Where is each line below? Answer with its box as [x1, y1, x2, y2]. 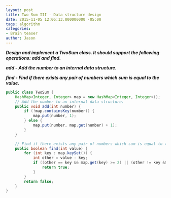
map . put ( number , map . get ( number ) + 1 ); [32, 123, 117, 128]
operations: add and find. [6, 55, 61, 61]
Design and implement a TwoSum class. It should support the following [6, 49, 159, 56]
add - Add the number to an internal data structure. [6, 64, 117, 71]
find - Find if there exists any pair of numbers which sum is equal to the [6, 74, 159, 81]
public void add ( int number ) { [15, 104, 81, 109]
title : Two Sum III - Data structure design [6, 12, 101, 17]
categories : [6, 26, 31, 31]
